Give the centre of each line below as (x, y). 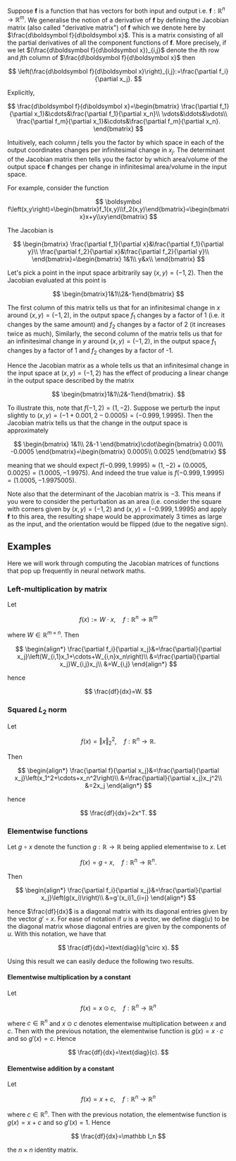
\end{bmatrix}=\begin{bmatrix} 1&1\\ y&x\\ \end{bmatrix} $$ (118, 259)
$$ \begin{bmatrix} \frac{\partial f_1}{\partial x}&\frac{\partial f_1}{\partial (118, 244)
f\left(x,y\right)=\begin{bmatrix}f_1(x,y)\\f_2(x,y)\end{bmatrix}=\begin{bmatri (118, 209)
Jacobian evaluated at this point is (57, 281)
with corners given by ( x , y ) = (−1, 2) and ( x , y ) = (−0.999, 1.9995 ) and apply (117, 509)
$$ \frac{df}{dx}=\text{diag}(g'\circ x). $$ (118, 947)
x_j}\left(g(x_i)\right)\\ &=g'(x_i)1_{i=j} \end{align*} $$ (118, 897)
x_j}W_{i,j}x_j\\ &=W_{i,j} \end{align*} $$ (118, 664)
